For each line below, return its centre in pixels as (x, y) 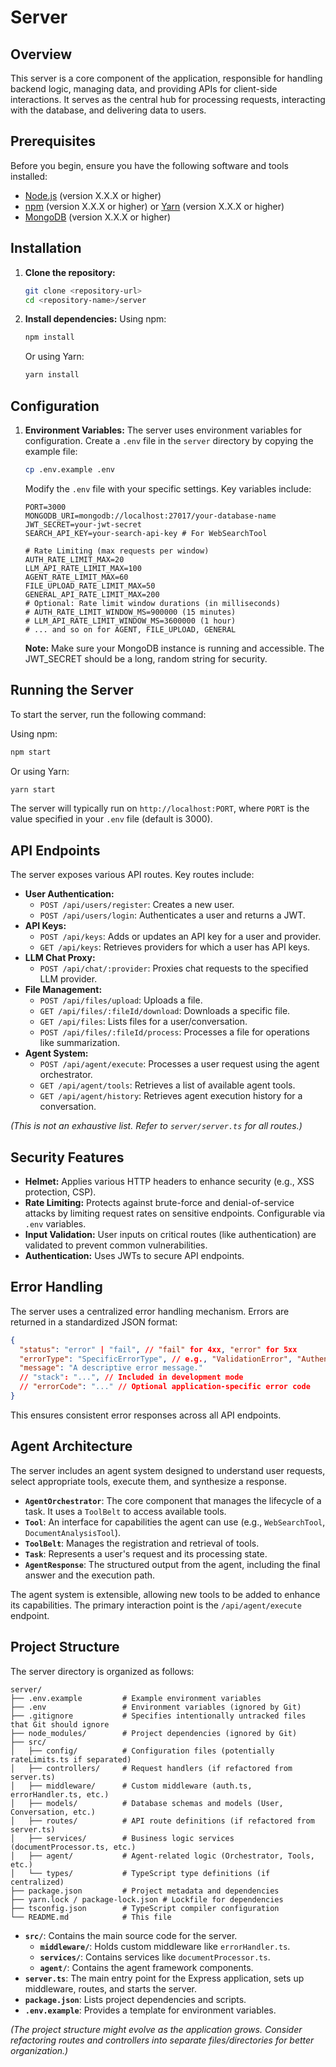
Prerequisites (53, 141)
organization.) (39, 2050)
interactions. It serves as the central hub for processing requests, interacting (168, 99)
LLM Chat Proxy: (60, 958)
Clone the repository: (70, 272)
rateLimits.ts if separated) (71, 1759)
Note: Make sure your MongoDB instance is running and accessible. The (174, 648)
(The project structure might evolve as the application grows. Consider (156, 2029)
